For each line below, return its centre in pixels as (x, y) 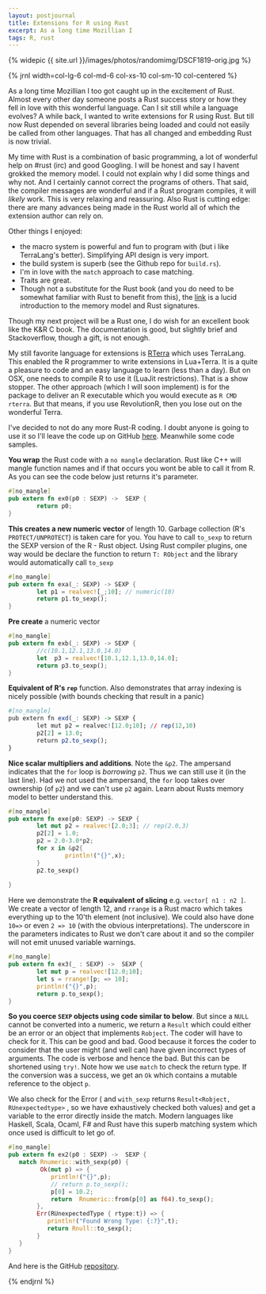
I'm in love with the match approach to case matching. (107, 272)
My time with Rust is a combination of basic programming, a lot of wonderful (133, 157)
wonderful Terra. (36, 413)
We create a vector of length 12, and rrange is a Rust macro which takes (125, 908)
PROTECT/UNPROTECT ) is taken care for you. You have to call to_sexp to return (130, 537)
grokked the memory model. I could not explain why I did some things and (129, 174)
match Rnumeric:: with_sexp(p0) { (74, 1162)
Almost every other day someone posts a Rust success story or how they (127, 99)
